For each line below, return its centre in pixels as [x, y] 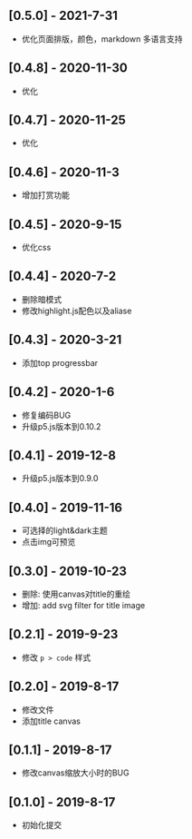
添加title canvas [51, 721]
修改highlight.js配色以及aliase [77, 311]
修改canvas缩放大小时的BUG [75, 773]
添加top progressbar [60, 362]
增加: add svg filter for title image [83, 605]
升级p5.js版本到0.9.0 [60, 479]
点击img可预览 [48, 542]
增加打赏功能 [45, 195]
